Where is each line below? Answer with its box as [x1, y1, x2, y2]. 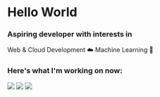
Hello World [7, 4, 78, 20]
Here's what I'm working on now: [7, 66, 123, 76]
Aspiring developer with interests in [7, 30, 133, 39]
